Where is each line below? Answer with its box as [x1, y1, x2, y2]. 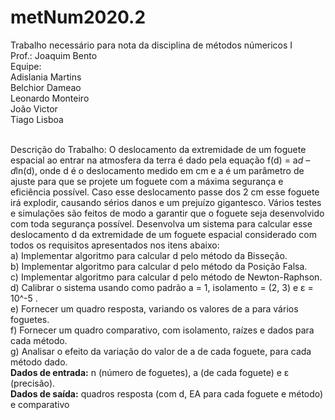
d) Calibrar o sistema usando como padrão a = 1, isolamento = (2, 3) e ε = [10, 281, 314, 293]
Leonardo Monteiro [10, 92, 90, 104]
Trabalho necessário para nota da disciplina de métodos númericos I [10, 39, 293, 51]
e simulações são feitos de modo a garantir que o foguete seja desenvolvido [10, 207, 325, 219]
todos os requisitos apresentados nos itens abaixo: [10, 239, 220, 251]
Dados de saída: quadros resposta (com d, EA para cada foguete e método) [10, 387, 324, 400]
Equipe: [10, 60, 42, 72]
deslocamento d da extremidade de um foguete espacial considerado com [10, 228, 318, 240]
